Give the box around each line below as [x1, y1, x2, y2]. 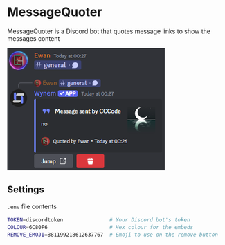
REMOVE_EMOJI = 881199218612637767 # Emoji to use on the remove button [7, 231, 218, 238]
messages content [7, 34, 60, 42]
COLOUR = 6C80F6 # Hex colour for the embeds [7, 224, 194, 230]
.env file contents [7, 202, 57, 210]
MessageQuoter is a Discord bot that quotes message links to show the [7, 27, 211, 35]
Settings [7, 184, 45, 196]
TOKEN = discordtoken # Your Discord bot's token [7, 216, 190, 224]
